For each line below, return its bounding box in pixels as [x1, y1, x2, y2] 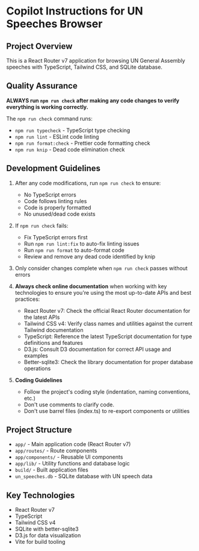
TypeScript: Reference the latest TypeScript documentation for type [23, 333, 192, 340]
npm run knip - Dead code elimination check [14, 146, 125, 153]
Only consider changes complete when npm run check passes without [14, 264, 188, 272]
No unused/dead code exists [23, 210, 96, 218]
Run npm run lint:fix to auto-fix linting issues [23, 240, 139, 247]
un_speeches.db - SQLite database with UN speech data [14, 473, 153, 480]
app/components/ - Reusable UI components [14, 453, 123, 461]
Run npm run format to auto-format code [23, 246, 124, 254]
